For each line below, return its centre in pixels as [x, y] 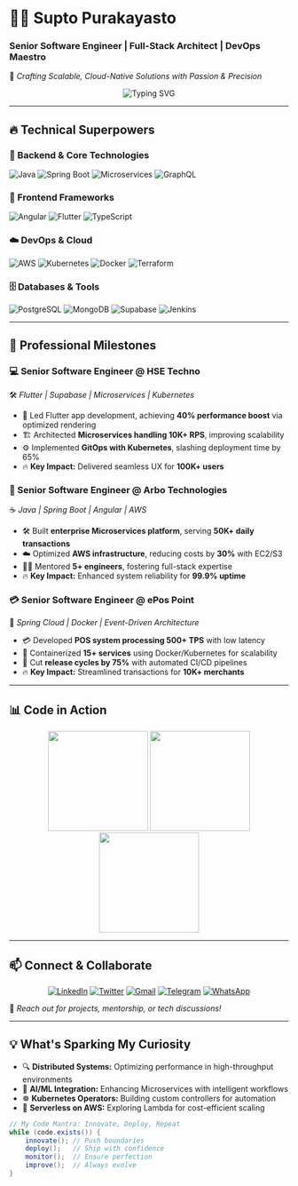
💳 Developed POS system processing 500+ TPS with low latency [144, 641]
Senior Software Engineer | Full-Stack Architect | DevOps [135, 46]
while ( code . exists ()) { [55, 1132]
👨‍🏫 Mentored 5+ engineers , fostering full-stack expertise [127, 567]
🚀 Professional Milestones [83, 346]
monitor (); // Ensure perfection [89, 1157]
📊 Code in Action [58, 710]
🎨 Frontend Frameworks [62, 197]
